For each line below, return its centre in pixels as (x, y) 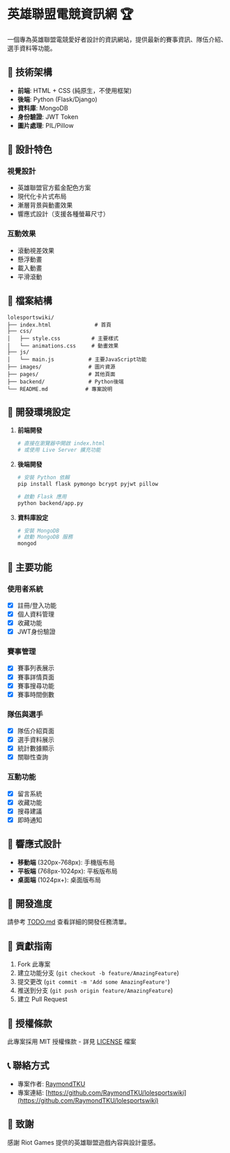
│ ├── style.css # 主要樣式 (63, 338)
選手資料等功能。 (32, 48)
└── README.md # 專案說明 (60, 389)
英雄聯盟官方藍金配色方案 (54, 188)
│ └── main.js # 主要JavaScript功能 (77, 359)
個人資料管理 (36, 614)
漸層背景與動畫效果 (45, 205)
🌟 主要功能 (30, 567)
